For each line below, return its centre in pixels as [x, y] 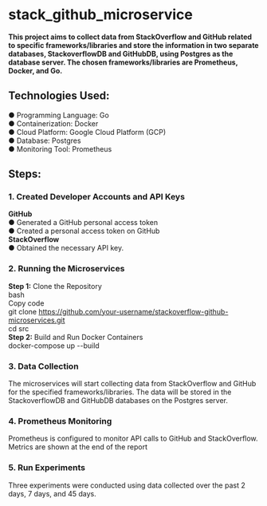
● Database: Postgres [45, 140]
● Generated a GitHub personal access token [83, 223]
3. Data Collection [43, 366]
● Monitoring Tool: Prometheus [60, 148]
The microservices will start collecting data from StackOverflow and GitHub [132, 384]
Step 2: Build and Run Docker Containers [76, 337]
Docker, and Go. [35, 70]
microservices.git [37, 320]
